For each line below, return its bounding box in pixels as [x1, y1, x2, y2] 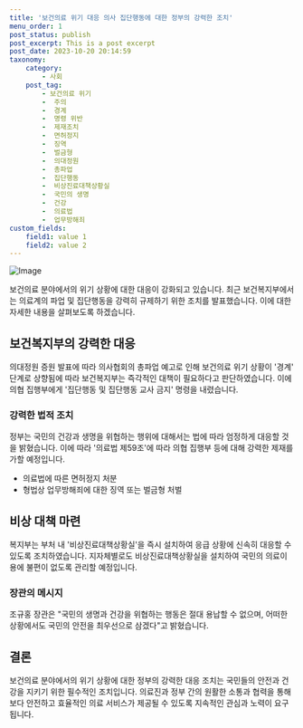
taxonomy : [9, 55, 47, 64]
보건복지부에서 [242, 284, 295, 295]
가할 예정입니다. [9, 454, 66, 465]
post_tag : [25, 81, 63, 90]
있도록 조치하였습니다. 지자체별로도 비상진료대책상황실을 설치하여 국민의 [9, 551, 264, 561]
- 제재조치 [42, 123, 80, 132]
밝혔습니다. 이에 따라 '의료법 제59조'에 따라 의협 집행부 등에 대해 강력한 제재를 [18, 443, 294, 454]
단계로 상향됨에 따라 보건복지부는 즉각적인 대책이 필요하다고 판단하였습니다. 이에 [9, 373, 292, 384]
